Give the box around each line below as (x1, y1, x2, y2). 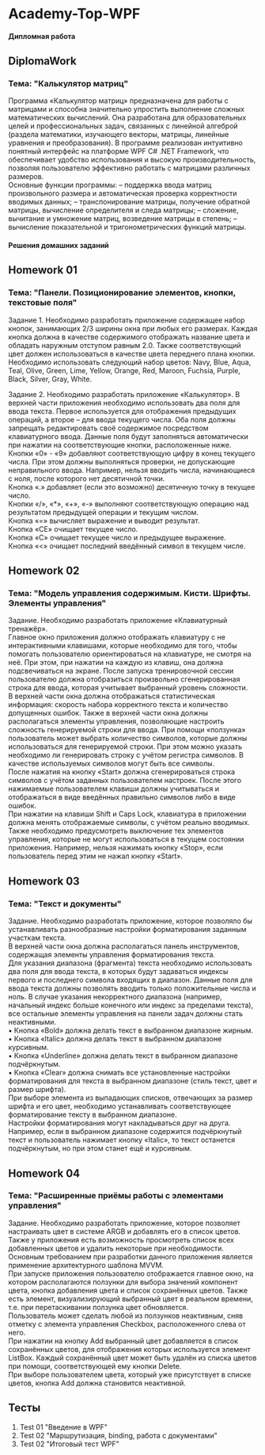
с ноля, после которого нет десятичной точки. (8, 473, 165, 483)
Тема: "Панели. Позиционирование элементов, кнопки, (8, 287, 236, 298)
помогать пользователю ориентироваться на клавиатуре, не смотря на (8, 649, 252, 659)
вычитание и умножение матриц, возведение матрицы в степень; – (8, 214, 237, 223)
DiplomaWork (8, 55, 77, 68)
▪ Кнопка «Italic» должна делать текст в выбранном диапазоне (8, 1034, 222, 1044)
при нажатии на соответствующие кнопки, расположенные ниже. (8, 440, 232, 449)
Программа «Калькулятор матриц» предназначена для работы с (8, 96, 229, 105)
